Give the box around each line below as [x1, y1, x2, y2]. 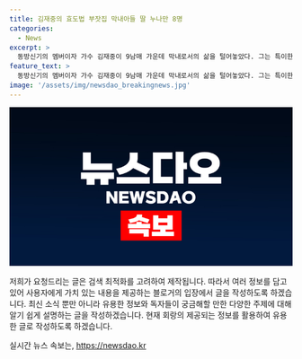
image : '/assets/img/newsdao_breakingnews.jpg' [9, 81, 191, 90]
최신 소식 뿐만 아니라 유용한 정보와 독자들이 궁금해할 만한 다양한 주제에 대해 [28, 299, 292, 310]
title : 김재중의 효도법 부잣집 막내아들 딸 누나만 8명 [9, 14, 183, 23]
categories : [9, 23, 54, 33]
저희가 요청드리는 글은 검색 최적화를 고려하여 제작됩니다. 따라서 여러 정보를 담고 [9, 276, 288, 287]
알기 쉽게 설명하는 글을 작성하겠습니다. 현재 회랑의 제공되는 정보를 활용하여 [9, 310, 271, 320]
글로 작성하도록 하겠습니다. [18, 321, 113, 332]
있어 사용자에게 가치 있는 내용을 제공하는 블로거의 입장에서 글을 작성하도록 [9, 287, 269, 298]
